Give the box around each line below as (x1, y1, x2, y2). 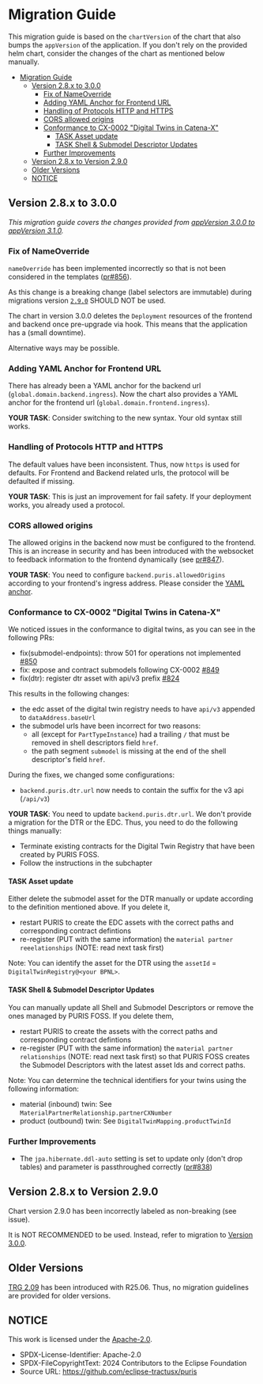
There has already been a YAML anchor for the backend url (8, 381, 201, 391)
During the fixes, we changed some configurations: (8, 770, 175, 780)
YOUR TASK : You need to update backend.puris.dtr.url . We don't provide (8, 810, 252, 819)
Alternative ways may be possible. (8, 343, 120, 353)
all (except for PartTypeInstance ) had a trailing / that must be (31, 730, 231, 739)
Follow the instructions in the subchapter (19, 858, 152, 868)
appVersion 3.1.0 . (8, 226, 64, 235)
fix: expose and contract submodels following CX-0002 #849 (19, 665, 220, 675)
